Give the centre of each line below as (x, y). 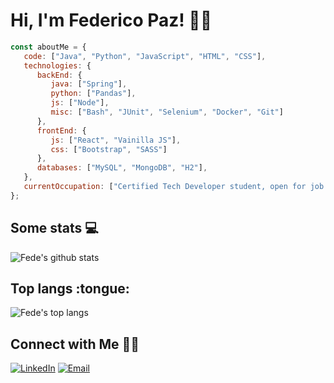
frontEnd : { (61, 130)
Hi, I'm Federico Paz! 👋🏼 (111, 20)
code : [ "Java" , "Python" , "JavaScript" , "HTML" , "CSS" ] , (145, 56)
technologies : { (57, 65)
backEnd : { (59, 75)
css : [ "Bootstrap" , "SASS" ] (109, 149)
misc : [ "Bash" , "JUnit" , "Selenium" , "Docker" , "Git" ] (167, 112)
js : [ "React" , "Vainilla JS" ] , (116, 140)
